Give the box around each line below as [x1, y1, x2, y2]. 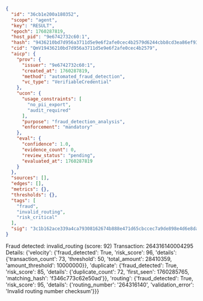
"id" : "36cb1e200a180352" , [11, 11, 79, 18]
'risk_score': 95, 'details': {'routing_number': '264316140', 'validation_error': [5, 281, 195, 288]
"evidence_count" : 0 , [21, 146, 77, 153]
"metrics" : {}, [11, 186, 50, 192]
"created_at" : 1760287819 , [21, 67, 90, 74]
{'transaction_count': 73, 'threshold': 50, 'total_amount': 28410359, [5, 255, 172, 262]
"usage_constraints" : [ [21, 96, 82, 102]
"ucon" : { [16, 90, 42, 96]
